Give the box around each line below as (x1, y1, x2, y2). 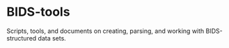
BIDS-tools (6, 4, 70, 20)
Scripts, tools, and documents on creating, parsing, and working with (6, 27, 205, 35)
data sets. (38, 34, 67, 42)
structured (6, 34, 37, 42)
